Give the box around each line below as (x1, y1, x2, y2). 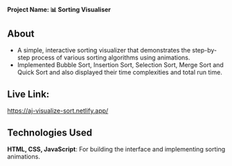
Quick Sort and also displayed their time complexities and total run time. (17, 68, 223, 77)
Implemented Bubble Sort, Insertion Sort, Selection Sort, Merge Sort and (17, 61, 224, 69)
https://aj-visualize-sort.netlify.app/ (7, 107, 109, 115)
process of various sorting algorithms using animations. (31, 53, 190, 62)
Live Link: (7, 88, 50, 100)
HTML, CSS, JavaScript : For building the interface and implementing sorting (7, 145, 226, 154)
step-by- (191, 46, 217, 55)
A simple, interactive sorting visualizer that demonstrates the (17, 46, 191, 55)
